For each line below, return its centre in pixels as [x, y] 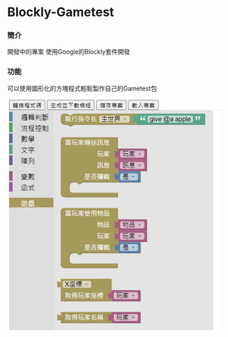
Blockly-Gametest [61, 12]
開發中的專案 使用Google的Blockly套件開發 [69, 52]
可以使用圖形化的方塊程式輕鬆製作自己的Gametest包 [82, 88]
